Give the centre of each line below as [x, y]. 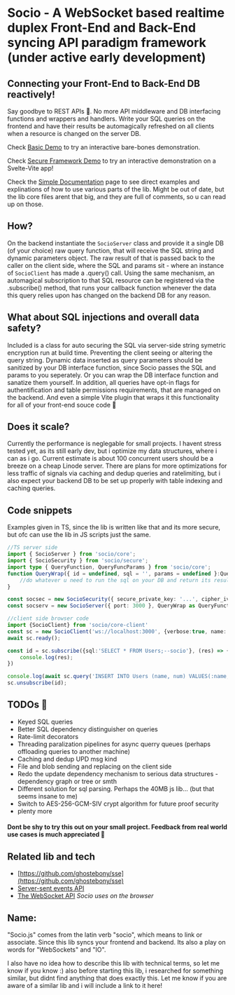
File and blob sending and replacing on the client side [94, 766]
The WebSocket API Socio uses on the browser [85, 896]
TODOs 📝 [27, 705]
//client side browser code [48, 618]
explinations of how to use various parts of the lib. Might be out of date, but [116, 189]
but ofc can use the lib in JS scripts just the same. [79, 535]
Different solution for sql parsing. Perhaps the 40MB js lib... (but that [116, 788]
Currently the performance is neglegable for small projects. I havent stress [114, 444]
